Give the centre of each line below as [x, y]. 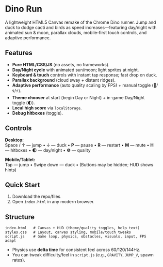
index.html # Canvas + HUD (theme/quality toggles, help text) [72, 228]
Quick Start [23, 185]
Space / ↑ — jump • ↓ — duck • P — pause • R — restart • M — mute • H [79, 145]
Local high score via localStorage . [47, 108]
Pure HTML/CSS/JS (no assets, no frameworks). [61, 64]
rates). [19, 260]
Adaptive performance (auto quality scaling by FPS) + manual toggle [81, 85]
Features [19, 53]
